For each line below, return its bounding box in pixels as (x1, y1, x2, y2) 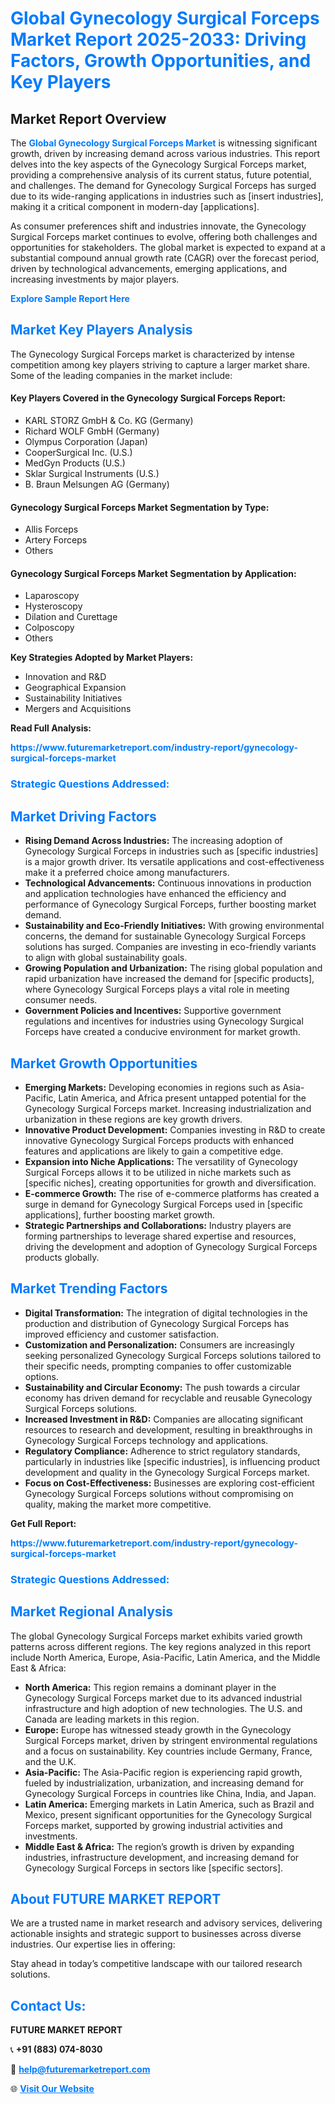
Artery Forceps (24, 534, 88, 546)
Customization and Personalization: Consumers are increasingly (24, 1338, 295, 1351)
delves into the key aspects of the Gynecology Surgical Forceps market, (10, 158, 307, 170)
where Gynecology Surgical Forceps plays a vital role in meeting (24, 983, 290, 996)
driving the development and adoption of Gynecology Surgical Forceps (24, 1240, 318, 1252)
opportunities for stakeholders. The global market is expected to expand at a (10, 242, 326, 253)
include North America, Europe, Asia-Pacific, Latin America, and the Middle (10, 1651, 321, 1663)
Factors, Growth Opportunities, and (10, 50, 312, 72)
